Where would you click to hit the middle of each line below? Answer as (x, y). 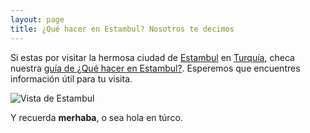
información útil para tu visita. (71, 78)
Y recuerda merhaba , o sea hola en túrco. (96, 117)
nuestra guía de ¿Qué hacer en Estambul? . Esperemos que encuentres (155, 68)
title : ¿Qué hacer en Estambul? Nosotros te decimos (122, 29)
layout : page (37, 19)
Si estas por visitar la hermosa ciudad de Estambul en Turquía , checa (152, 57)
